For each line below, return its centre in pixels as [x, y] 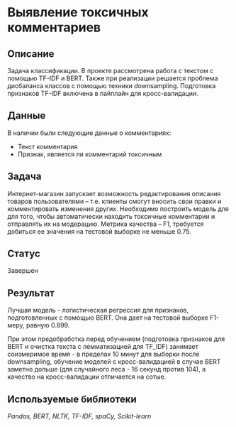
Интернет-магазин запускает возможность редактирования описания [114, 193]
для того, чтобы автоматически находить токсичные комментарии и [111, 216]
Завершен [23, 271]
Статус [24, 254]
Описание [31, 54]
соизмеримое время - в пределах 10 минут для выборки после [103, 354]
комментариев [54, 27]
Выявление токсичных [78, 12]
